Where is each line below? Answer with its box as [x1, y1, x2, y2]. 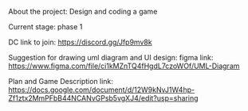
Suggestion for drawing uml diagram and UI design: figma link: [8, 53, 214, 62]
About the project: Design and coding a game [8, 7, 158, 16]
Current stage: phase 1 [8, 22, 83, 31]
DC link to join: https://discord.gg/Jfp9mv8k [8, 37, 153, 47]
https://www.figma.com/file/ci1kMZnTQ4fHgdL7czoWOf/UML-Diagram [8, 61, 240, 71]
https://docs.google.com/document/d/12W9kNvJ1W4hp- [8, 85, 195, 94]
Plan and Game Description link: [8, 77, 114, 86]
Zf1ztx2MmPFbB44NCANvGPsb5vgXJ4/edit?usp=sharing [8, 94, 199, 102]
